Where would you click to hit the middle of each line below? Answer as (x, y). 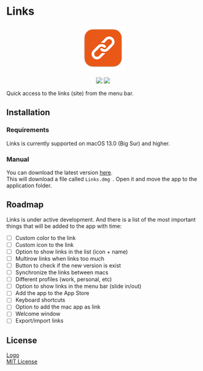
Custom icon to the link (44, 245)
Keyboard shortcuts (40, 300)
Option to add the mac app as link (58, 307)
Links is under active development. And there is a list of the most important (101, 219)
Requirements (28, 130)
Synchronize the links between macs (62, 272)
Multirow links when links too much (60, 258)
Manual (18, 159)
